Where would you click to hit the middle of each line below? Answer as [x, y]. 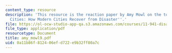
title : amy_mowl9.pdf [28, 38]
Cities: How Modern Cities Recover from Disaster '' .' [68, 19]
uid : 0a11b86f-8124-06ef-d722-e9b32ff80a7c [52, 43]
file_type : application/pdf [35, 29]
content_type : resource [31, 10]
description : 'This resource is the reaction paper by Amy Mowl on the [83, 15]
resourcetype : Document [31, 33]
